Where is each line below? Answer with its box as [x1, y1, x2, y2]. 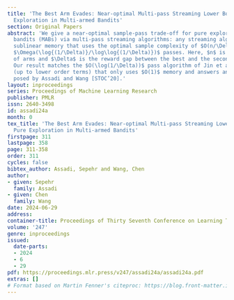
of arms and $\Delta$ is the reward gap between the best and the [13, 56, 210, 63]
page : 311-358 [7, 146, 49, 153]
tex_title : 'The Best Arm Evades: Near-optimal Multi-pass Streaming [7, 120, 214, 127]
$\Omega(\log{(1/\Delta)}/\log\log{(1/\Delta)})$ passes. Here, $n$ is [13, 49, 226, 56]
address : [7, 211, 33, 218]
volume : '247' [7, 223, 49, 230]
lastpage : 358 [7, 140, 49, 147]
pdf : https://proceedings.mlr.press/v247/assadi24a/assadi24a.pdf [7, 269, 204, 276]
